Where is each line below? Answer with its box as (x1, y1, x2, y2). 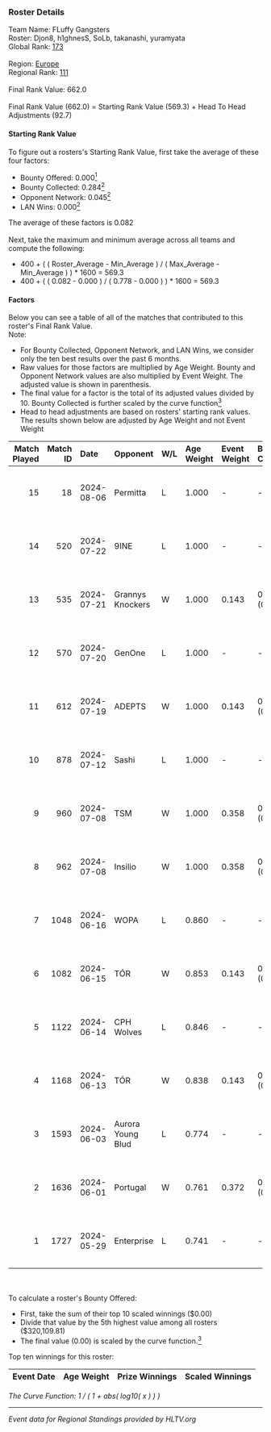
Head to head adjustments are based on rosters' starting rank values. (19, 407, 251, 416)
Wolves (114, 1026, 143, 1037)
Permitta (114, 486, 147, 498)
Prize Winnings (116, 1371, 177, 1382)
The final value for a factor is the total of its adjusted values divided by (19, 388, 254, 398)
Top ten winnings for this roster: (8, 1351, 115, 1361)
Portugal (114, 1181, 147, 1192)
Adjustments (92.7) (8, 111, 73, 120)
